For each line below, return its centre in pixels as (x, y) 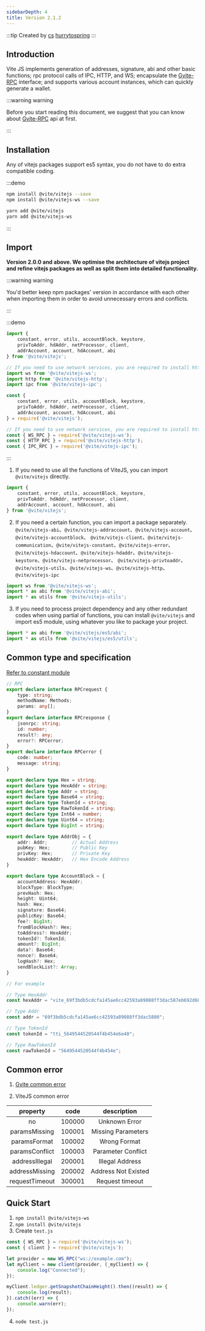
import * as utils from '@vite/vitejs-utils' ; (67, 597)
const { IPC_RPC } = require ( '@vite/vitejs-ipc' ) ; (72, 447)
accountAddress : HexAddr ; (50, 881)
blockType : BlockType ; (46, 888)
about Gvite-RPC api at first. (42, 119)
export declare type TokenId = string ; (57, 803)
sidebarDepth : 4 (27, 12)
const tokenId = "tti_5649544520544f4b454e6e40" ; (71, 1034)
